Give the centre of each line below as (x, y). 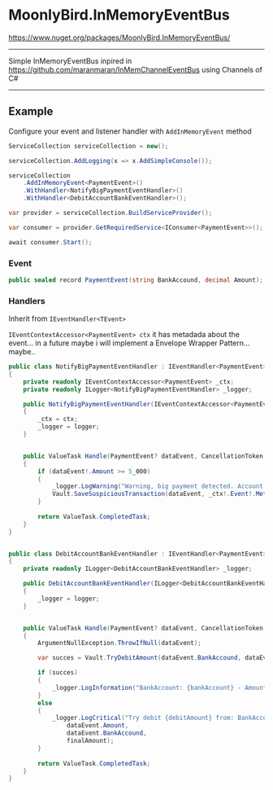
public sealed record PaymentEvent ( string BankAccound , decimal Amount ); (136, 280)
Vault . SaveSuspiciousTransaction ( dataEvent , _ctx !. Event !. (154, 494)
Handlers (27, 301)
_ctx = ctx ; (58, 419)
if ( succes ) (58, 673)
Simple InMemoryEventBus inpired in (70, 61)
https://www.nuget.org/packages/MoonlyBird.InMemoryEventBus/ (119, 37)
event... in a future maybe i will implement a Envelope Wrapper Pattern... (129, 343)
